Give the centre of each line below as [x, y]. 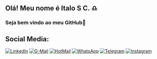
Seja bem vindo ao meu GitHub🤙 [46, 23]
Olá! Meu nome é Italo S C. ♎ [51, 8]
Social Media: [27, 39]
